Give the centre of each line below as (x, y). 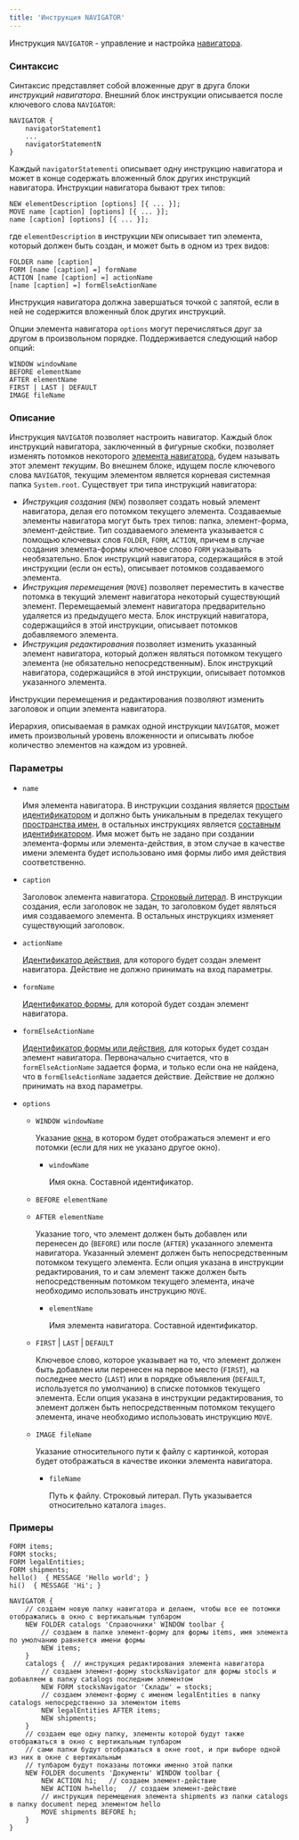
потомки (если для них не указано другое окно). (128, 1147)
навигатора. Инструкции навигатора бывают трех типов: (117, 187)
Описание (32, 418)
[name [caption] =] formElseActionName (83, 285)
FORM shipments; (39, 1569)
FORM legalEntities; (48, 1562)
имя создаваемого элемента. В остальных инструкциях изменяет (148, 915)
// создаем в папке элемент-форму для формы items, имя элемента (165, 1632)
